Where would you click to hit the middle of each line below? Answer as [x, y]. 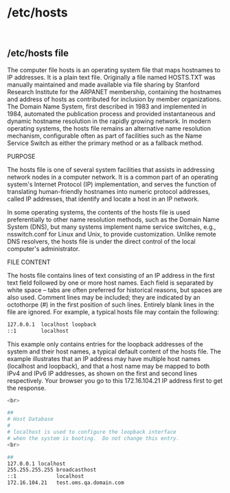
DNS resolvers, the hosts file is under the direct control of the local [101, 241]
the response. [27, 388]
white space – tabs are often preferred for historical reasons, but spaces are [115, 289]
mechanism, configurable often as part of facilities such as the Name [105, 135]
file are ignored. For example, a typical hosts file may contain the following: [113, 311]
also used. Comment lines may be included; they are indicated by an [104, 297]
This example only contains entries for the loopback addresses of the [105, 344]
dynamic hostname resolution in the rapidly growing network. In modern [109, 121]
